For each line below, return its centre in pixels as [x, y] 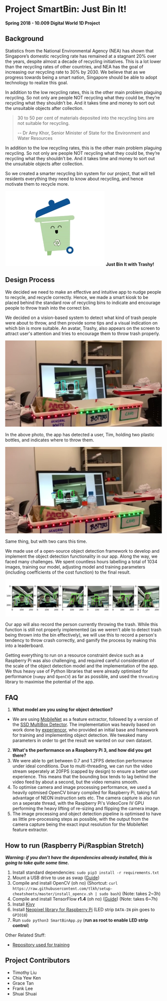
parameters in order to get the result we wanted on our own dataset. [82, 740]
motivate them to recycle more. [37, 184]
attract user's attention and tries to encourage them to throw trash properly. [83, 334]
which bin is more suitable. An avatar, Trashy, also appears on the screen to [83, 328]
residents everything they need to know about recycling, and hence [74, 179]
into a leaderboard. [25, 646]
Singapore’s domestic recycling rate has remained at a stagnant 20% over [81, 56]
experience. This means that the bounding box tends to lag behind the [84, 777]
